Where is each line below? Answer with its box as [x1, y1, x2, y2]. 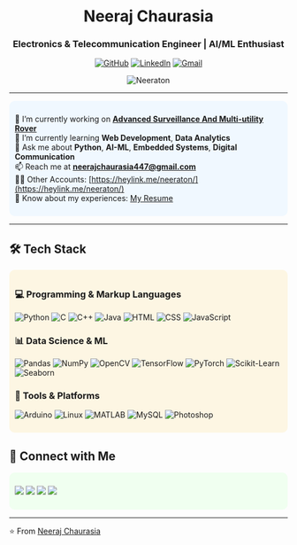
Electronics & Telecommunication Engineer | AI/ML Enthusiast [12, 38, 285, 51]
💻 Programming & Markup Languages [14, 288, 182, 300]
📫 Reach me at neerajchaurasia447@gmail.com [14, 161, 196, 172]
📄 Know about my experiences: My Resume [14, 193, 174, 204]
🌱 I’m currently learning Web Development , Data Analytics [14, 133, 231, 144]
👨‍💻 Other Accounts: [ [14, 175, 92, 185]
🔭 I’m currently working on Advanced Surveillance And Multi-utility [14, 113, 264, 125]
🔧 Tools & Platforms [14, 389, 100, 401]
